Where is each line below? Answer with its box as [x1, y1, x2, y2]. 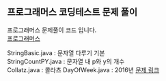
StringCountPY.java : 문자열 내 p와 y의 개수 [7, 57, 125, 65]
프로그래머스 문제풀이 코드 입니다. [7, 26, 97, 34]
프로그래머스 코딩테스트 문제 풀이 [7, 6, 138, 18]
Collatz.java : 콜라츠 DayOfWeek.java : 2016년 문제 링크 [7, 65, 160, 74]
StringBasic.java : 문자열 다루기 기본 [7, 48, 105, 56]
